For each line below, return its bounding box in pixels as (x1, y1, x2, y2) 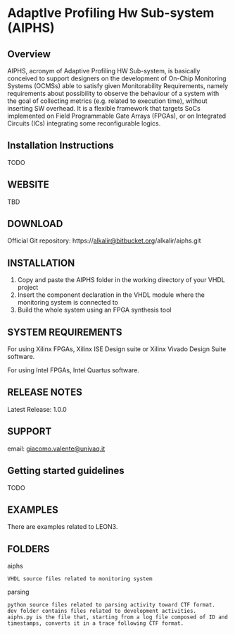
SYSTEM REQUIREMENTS (7, 326, 122, 338)
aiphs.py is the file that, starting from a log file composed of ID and (7, 614, 229, 621)
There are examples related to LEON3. (7, 523, 118, 531)
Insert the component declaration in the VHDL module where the (17, 291, 205, 299)
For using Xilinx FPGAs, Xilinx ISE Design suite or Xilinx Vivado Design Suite (7, 345, 227, 353)
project (17, 284, 39, 292)
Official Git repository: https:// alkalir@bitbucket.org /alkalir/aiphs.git (7, 236, 201, 245)
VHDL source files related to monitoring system (7, 575, 153, 583)
